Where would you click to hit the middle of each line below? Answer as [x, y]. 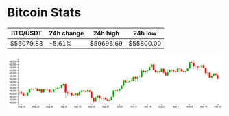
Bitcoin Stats [44, 13]
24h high [106, 33]
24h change [67, 33]
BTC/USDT [27, 33]
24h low [145, 33]
